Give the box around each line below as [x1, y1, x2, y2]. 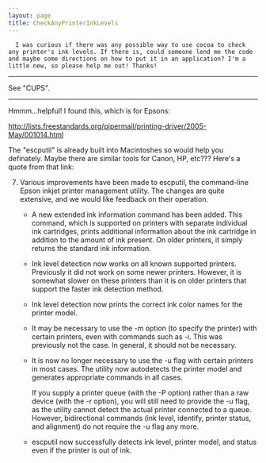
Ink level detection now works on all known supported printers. [31, 259, 237, 268]
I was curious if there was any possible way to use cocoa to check [15, 41, 246, 48]
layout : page [8, 11, 51, 20]
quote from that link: [8, 162, 74, 172]
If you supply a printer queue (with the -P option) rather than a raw [31, 388, 249, 397]
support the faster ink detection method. [31, 284, 164, 294]
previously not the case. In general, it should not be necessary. [31, 340, 237, 349]
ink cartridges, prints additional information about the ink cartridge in [31, 226, 256, 236]
